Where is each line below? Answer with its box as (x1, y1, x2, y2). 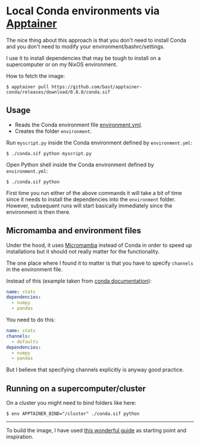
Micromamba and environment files (6, 225, 142, 236)
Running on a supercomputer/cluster (6, 383, 146, 394)
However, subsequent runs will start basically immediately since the (6, 202, 173, 209)
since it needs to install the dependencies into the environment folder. (6, 196, 176, 203)
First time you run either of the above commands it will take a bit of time (6, 189, 183, 196)
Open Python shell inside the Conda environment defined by (6, 161, 154, 168)
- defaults (11, 339, 39, 345)
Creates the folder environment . (14, 127, 92, 135)
